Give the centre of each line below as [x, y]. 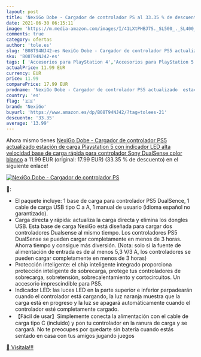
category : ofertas [29, 40]
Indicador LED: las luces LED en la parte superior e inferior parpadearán [103, 290]
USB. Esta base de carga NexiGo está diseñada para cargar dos [93, 226]
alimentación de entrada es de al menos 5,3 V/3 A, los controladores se [103, 252]
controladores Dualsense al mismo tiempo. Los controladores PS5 [96, 233]
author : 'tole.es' [29, 46]
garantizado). [31, 214]
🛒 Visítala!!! [20, 347]
